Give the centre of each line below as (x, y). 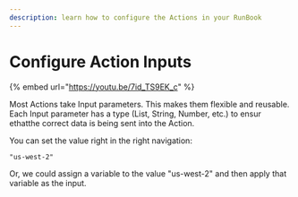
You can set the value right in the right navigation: (101, 141)
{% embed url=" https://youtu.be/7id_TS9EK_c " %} (102, 87)
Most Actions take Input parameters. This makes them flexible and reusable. (149, 104)
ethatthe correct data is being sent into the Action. (102, 123)
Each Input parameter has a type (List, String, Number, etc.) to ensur (136, 114)
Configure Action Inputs (101, 61)
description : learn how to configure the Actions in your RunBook (136, 17)
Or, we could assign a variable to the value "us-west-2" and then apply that (148, 173)
